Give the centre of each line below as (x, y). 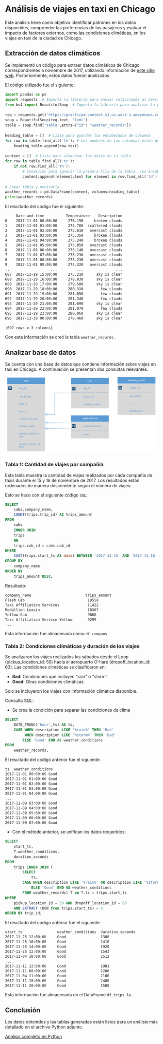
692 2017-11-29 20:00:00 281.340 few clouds (64, 299)
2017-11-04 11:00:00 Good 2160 (57, 976)
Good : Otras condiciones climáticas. (48, 682)
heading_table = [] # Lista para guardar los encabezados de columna (78, 135)
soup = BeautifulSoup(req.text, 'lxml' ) (47, 120)
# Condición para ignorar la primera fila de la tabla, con (84, 171)
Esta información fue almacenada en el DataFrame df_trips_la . (69, 995)
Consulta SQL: (19, 701)
